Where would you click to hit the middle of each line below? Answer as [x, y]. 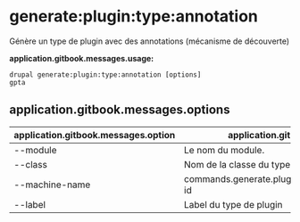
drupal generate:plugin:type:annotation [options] [105, 74]
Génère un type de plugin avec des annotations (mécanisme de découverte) [150, 41]
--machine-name [52, 185]
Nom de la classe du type [237, 164]
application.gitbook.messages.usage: [82, 58]
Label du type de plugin [233, 204]
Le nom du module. [225, 150]
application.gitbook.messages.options [120, 110]
